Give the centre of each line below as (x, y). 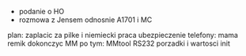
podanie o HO (42, 11)
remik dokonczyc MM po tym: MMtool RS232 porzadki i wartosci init (119, 43)
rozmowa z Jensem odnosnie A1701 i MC (85, 20)
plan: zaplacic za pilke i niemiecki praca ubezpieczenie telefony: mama (123, 35)
